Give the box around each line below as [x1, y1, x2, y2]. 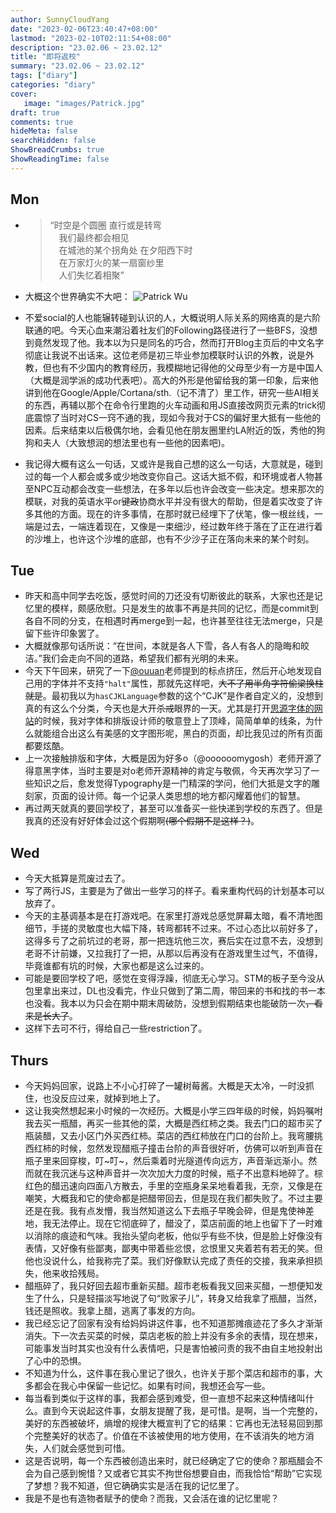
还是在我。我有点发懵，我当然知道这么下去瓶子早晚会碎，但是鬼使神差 [24, 1205, 315, 1216]
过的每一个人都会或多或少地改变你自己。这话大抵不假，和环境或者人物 [24, 470, 315, 482]
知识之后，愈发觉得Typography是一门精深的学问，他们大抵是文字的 [33, 777, 312, 790]
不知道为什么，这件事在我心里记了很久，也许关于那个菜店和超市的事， [24, 1367, 315, 1379]
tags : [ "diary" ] [10, 71, 78, 81]
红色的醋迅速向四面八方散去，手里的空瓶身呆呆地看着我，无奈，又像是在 [24, 1180, 323, 1191]
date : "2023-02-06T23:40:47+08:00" [10, 24, 159, 34]
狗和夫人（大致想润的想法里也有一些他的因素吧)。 [24, 436, 230, 448]
